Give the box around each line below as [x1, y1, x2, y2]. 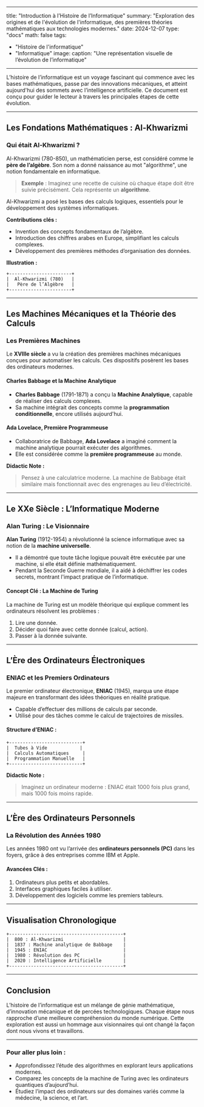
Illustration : [6, 259, 38, 266]
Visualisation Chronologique [6, 915, 117, 925]
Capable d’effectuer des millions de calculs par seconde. [15, 706, 158, 713]
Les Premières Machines [6, 337, 81, 345]
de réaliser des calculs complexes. [15, 397, 102, 404]
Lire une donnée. [15, 619, 58, 626]
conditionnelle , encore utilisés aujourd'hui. [15, 410, 123, 417]
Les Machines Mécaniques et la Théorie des [6, 309, 177, 319]
